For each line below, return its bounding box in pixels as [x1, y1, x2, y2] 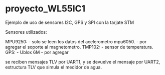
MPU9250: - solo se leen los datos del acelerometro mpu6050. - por [5, 38, 147, 45]
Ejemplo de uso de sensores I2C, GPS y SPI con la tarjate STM [5, 19, 134, 25]
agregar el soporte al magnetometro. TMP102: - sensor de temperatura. [5, 44, 153, 50]
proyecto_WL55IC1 [5, 3, 86, 14]
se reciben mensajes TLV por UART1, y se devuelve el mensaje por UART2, [5, 59, 160, 65]
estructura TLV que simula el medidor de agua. [5, 64, 102, 70]
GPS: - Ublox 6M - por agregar [5, 49, 69, 55]
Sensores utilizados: [5, 29, 47, 35]
